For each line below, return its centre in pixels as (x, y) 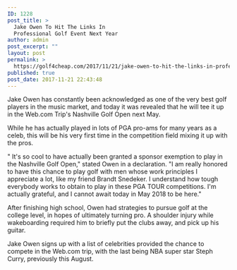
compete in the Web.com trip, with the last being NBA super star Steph (110, 252)
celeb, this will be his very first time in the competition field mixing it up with (117, 135)
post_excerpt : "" (33, 47)
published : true (31, 73)
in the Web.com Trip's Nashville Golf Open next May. (84, 114)
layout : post (26, 54)
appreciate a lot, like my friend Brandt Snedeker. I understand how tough (113, 179)
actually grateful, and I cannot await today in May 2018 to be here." (104, 194)
